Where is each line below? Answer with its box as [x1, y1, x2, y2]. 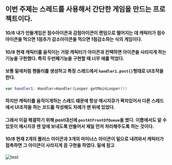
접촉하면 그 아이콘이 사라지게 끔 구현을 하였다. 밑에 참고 [5, 142, 114, 149]
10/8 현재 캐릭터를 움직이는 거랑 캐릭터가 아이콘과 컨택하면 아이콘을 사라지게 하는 [5, 49, 167, 55]
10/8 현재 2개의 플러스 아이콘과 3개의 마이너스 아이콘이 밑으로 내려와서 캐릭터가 [5, 136, 164, 142]
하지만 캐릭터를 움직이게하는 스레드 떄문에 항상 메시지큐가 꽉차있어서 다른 [5, 98, 150, 104]
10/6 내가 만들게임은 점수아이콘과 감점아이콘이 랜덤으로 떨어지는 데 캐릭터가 [5, 30, 156, 36]
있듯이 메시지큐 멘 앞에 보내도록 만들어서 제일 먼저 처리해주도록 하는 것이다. [5, 123, 154, 129]
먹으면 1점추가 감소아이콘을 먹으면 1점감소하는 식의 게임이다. [23, 36, 143, 42]
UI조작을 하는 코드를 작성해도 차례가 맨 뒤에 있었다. [14, 104, 116, 110]
